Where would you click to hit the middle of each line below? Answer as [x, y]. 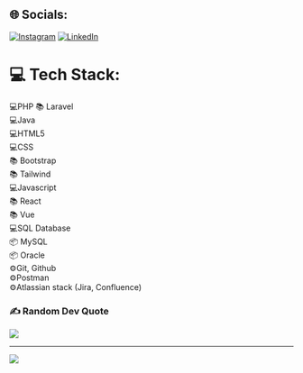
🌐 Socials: [39, 15]
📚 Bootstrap [33, 160]
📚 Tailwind [30, 174]
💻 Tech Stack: [65, 75]
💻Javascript [33, 187]
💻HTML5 [27, 133]
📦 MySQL [28, 241]
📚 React [26, 201]
